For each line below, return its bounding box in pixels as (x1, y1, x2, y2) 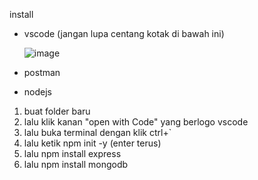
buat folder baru (23, 105, 91, 117)
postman (23, 67, 61, 78)
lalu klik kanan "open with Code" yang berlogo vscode (23, 116, 249, 128)
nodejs (23, 86, 52, 98)
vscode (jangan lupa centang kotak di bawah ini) (23, 28, 225, 39)
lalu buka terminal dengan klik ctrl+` (23, 127, 172, 138)
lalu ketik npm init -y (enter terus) (23, 137, 162, 149)
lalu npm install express (23, 148, 122, 159)
